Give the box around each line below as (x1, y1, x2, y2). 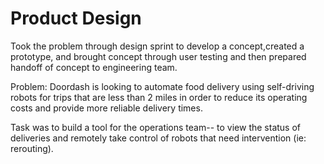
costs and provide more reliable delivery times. (10, 102, 203, 114)
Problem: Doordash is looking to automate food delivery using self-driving (10, 80, 315, 92)
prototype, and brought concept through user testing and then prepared (10, 50, 307, 62)
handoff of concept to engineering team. (10, 61, 178, 73)
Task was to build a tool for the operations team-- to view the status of (10, 121, 302, 133)
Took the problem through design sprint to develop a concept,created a (10, 40, 305, 52)
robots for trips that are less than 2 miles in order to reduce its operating (10, 91, 308, 103)
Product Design (10, 7, 142, 30)
